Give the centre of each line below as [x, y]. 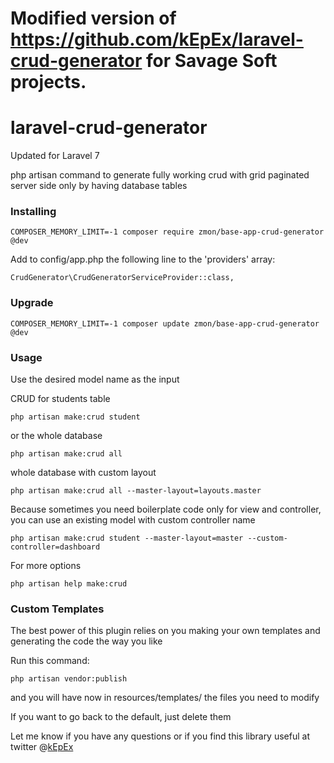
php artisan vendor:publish [69, 679]
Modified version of [93, 18]
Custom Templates [57, 609]
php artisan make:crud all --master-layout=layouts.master [136, 491]
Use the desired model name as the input [95, 379]
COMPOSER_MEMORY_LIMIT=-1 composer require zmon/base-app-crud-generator [167, 232]
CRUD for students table [60, 399]
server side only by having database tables [99, 186]
